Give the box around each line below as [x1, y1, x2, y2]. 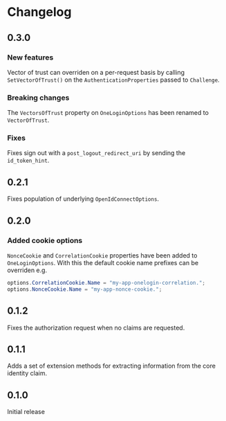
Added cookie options [7, 235, 83, 245]
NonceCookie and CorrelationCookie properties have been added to [7, 251, 198, 260]
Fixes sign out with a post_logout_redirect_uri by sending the [7, 149, 186, 157]
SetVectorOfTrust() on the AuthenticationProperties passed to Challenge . [7, 75, 220, 84]
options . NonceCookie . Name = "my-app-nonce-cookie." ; [7, 285, 162, 293]
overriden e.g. [7, 266, 47, 274]
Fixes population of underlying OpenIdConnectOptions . [7, 195, 160, 203]
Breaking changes [7, 93, 70, 102]
